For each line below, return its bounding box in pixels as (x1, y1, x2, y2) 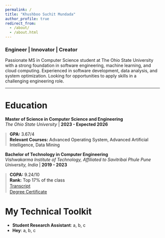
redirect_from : (5, 21, 36, 26)
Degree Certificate (9, 188, 48, 194)
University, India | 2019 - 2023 (5, 162, 67, 168)
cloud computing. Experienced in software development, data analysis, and (5, 68, 158, 74)
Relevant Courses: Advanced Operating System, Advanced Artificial (9, 137, 149, 143)
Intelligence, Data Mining (9, 142, 60, 148)
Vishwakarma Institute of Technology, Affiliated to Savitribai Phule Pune (5, 157, 151, 162)
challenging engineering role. (5, 78, 64, 84)
